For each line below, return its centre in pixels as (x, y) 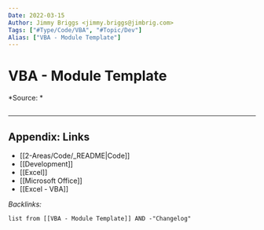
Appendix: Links (49, 137)
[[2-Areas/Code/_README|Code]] (75, 155)
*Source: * (26, 98)
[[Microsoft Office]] (51, 181)
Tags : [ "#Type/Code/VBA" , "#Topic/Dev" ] (75, 30)
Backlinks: (25, 204)
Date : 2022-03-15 (37, 15)
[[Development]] (46, 164)
